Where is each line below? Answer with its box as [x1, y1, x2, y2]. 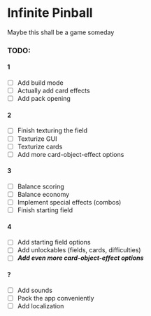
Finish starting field [17, 206, 73, 214]
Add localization [17, 301, 64, 310]
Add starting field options [17, 238, 91, 247]
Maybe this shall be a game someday [7, 28, 115, 36]
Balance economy [17, 190, 70, 198]
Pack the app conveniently [17, 294, 94, 302]
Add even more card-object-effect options [17, 254, 144, 262]
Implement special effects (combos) [17, 198, 122, 207]
